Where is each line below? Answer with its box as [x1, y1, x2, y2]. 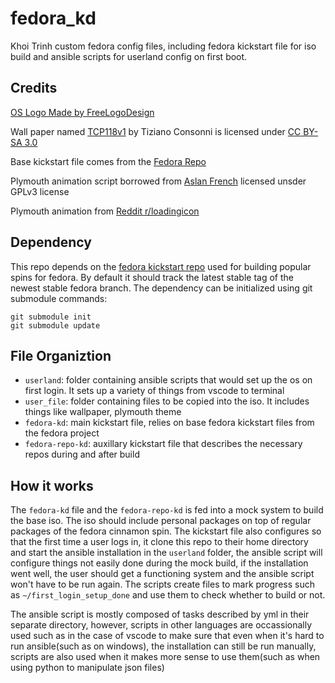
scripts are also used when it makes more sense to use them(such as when [10, 651, 321, 663]
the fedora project [24, 427, 100, 439]
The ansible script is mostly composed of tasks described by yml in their [10, 608, 310, 621]
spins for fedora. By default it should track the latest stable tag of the [10, 271, 294, 283]
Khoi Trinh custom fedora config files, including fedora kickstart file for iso [10, 40, 317, 52]
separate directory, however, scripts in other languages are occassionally [10, 619, 313, 631]
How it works [10, 477, 94, 494]
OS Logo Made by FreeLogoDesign [10, 106, 155, 118]
